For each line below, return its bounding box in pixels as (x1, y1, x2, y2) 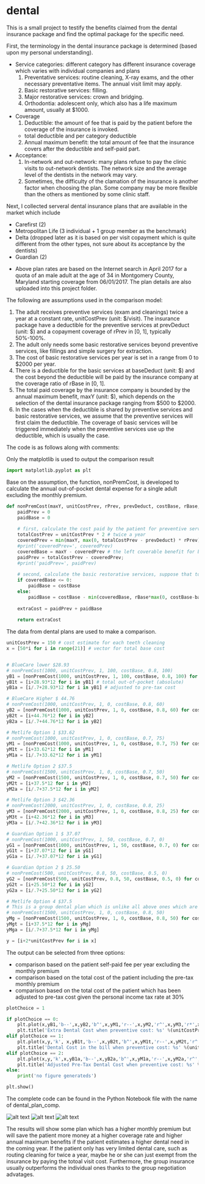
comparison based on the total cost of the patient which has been (15, 986, 181, 994)
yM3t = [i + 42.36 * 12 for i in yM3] (6, 814, 95, 820)
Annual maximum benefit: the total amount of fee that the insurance (24, 138, 195, 146)
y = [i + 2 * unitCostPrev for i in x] (6, 938, 97, 944)
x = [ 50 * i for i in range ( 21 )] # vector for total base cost (6, 646, 165, 652)
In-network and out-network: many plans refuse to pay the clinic (24, 158, 187, 165)
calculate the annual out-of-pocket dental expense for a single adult (6, 484, 178, 492)
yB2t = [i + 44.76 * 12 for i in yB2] (6, 712, 95, 719)
